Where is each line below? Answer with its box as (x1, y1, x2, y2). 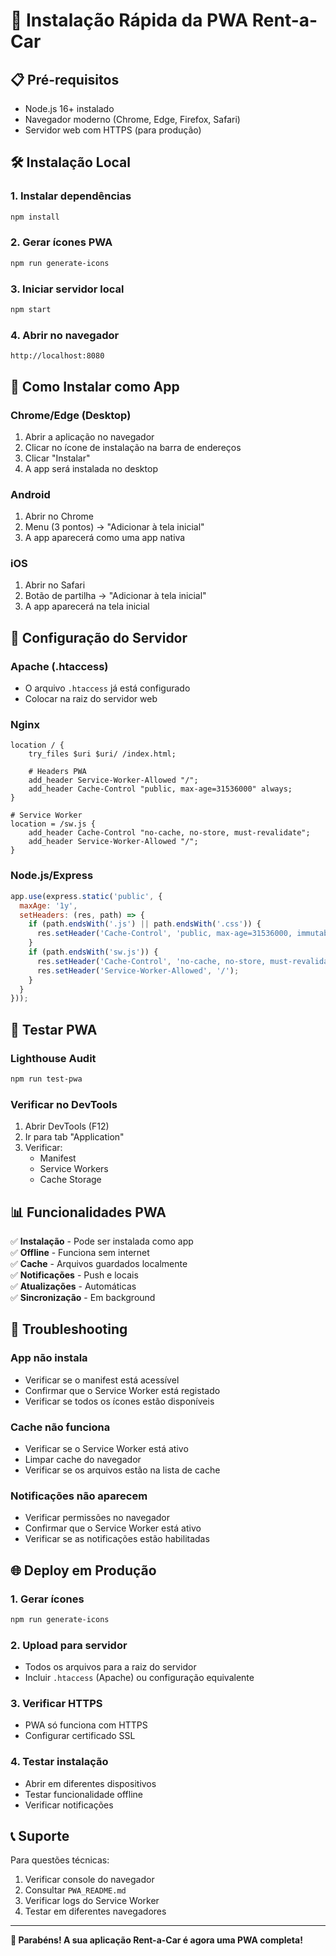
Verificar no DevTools (10, 1097, 118, 1111)
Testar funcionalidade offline (24, 1788, 143, 1800)
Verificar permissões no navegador (24, 1512, 170, 1524)
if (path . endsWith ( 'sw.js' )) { (28, 947, 159, 958)
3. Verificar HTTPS (10, 1697, 103, 1710)
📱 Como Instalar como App (10, 378, 180, 395)
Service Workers (39, 1163, 109, 1175)
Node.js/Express (10, 869, 94, 883)
